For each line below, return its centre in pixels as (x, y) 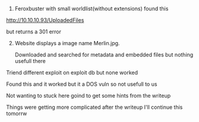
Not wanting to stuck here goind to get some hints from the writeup (89, 96)
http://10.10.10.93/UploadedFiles (45, 20)
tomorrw (17, 113)
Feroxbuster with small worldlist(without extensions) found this (91, 9)
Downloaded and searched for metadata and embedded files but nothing (104, 55)
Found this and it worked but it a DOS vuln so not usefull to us (82, 84)
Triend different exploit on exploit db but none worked (72, 73)
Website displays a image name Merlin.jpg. (67, 43)
